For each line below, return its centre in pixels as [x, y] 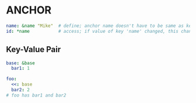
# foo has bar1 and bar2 [36, 95]
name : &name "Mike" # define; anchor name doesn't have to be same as [95, 26]
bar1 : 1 [21, 68]
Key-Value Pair [34, 49]
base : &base [20, 63]
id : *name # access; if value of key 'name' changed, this [92, 31]
